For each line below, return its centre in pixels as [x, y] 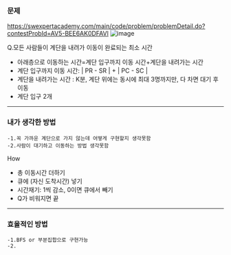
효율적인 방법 [27, 224]
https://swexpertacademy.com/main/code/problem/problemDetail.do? [106, 26]
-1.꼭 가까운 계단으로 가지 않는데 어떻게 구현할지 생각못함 [79, 138]
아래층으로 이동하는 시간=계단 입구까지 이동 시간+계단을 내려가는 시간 [110, 62]
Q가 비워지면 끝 [38, 198]
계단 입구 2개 [35, 97]
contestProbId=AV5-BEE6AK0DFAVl [58, 34]
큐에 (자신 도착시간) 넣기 [49, 181]
